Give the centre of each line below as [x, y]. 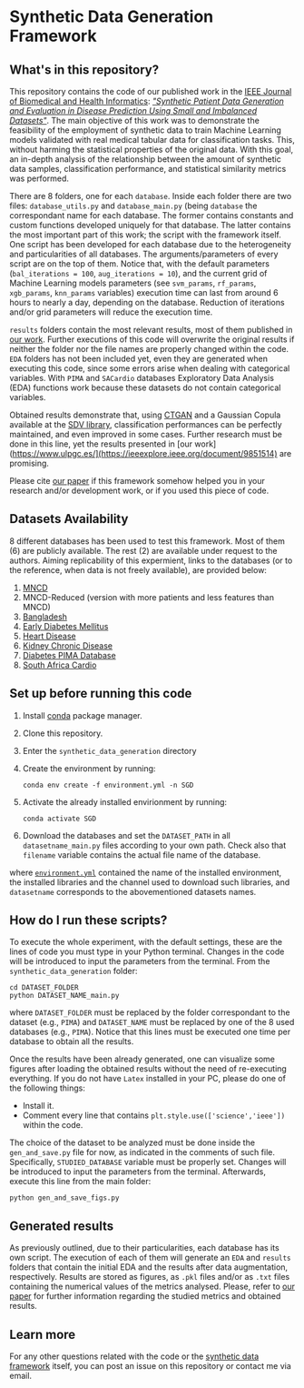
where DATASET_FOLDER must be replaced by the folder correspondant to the [150, 1012]
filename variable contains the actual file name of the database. [142, 855]
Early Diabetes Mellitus [65, 626]
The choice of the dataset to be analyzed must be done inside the [132, 1142]
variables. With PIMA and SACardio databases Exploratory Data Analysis [142, 378]
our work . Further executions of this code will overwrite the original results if [152, 339]
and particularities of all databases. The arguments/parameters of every [144, 254]
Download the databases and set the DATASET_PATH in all [127, 835]
